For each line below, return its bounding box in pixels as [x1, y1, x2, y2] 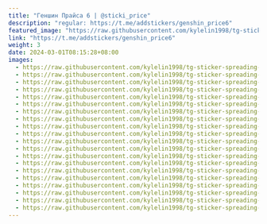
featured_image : [8, 26, 62, 34]
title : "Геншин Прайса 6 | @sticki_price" [8, 11, 151, 20]
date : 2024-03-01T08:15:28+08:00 [8, 48, 119, 56]
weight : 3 [8, 41, 41, 49]
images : [8, 56, 34, 64]
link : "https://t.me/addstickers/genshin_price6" [8, 33, 176, 42]
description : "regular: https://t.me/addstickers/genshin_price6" [8, 19, 233, 27]
